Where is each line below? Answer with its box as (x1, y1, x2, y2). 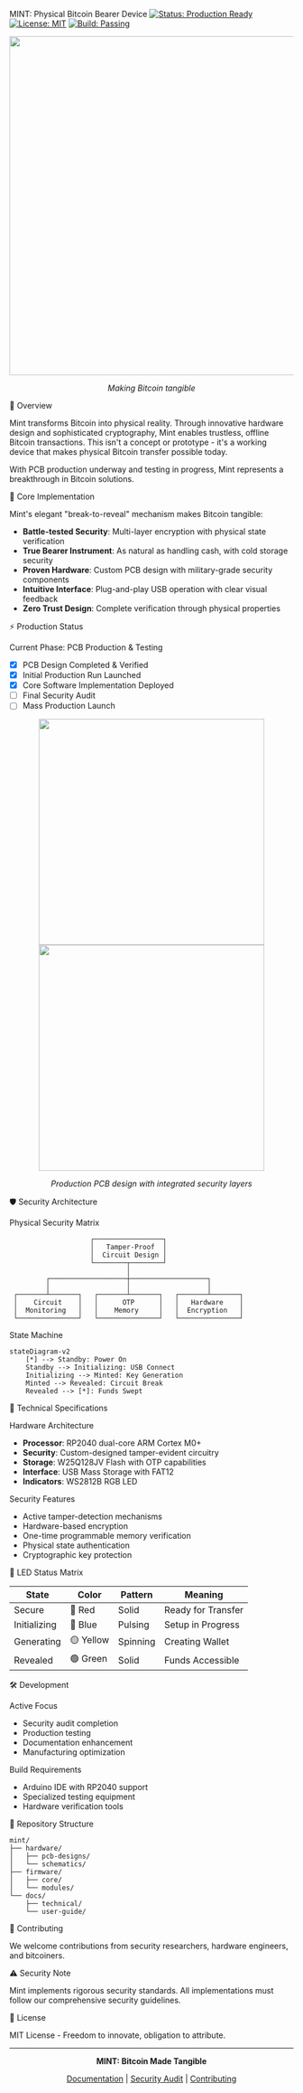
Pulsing (117, 1618, 150, 1631)
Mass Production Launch (22, 701, 115, 712)
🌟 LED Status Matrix (9, 1567, 84, 1578)
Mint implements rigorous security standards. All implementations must (9, 1985, 274, 1996)
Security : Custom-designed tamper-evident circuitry (22, 1447, 219, 1458)
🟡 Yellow (69, 1634, 110, 1646)
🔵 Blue (69, 1618, 97, 1631)
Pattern (120, 1589, 153, 1601)
